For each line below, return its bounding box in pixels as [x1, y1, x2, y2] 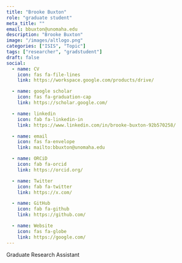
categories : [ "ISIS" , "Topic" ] [6, 43, 86, 50]
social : [6, 60, 26, 66]
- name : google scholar [12, 88, 72, 95]
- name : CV [12, 65, 40, 72]
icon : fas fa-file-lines [17, 72, 81, 78]
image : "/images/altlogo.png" [6, 37, 84, 43]
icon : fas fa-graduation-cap [17, 94, 92, 100]
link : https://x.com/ [17, 189, 72, 196]
